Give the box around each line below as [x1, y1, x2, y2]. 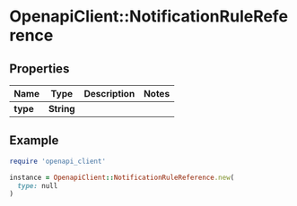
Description [83, 88, 135, 99]
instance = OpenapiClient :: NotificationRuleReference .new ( [9, 173, 235, 182]
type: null [17, 181, 58, 190]
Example [9, 133, 59, 149]
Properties [9, 61, 70, 76]
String [48, 103, 75, 115]
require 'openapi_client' [9, 157, 106, 166]
